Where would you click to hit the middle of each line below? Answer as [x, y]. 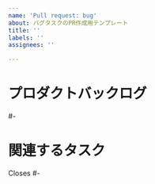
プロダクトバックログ [78, 94]
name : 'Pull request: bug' [53, 15]
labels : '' [26, 38]
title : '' [25, 30]
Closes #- [25, 173]
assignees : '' [32, 45]
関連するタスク [57, 151]
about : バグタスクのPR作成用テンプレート [68, 23]
